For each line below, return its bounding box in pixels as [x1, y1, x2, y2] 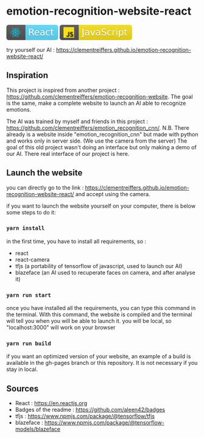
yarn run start [6, 291, 52, 298]
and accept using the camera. [75, 190, 150, 197]
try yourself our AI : [6, 46, 55, 53]
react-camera [15, 256, 50, 263]
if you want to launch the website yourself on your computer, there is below [6, 202, 196, 210]
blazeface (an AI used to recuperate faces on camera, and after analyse [15, 269, 196, 276]
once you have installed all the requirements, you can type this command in [6, 305, 196, 312]
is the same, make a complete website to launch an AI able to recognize [6, 99, 186, 107]
